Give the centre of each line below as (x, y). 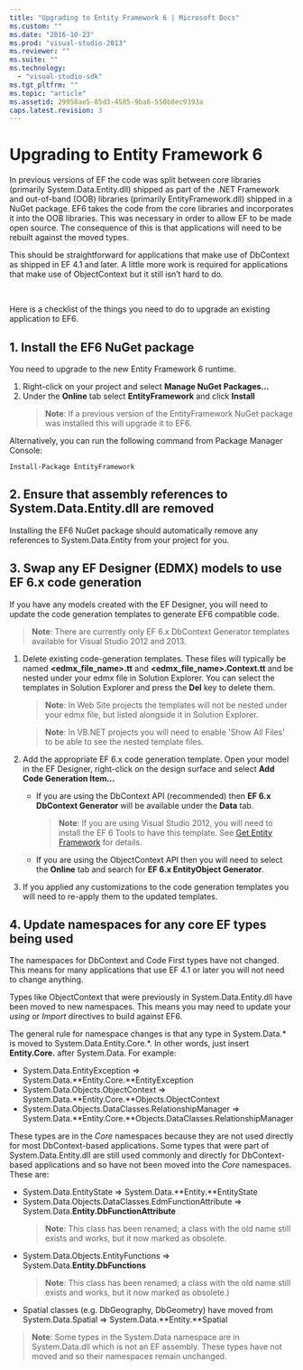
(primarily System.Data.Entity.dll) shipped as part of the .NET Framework (144, 190)
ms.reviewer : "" (40, 52)
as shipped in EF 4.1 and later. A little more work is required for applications (149, 265)
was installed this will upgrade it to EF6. (118, 423)
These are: (29, 1175)
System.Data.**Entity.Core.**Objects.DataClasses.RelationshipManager (158, 1119)
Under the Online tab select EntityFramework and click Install (138, 396)
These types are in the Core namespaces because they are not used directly (151, 1136)
